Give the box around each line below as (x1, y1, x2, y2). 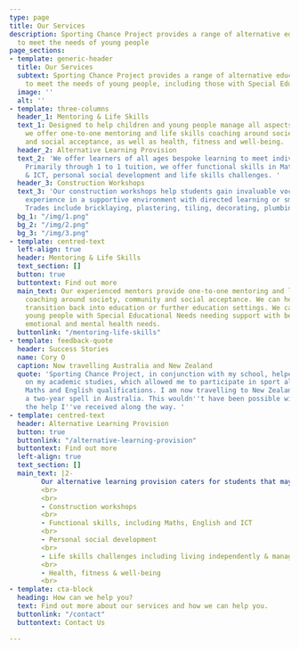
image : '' (17, 87, 53, 96)
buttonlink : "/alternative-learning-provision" (17, 436, 198, 445)
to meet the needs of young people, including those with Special (25, 79, 277, 88)
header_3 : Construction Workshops (17, 179, 145, 188)
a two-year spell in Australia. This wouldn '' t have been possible (25, 394, 280, 404)
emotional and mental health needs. (25, 320, 162, 329)
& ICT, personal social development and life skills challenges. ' (25, 170, 280, 179)
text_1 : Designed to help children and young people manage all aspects (17, 121, 293, 130)
